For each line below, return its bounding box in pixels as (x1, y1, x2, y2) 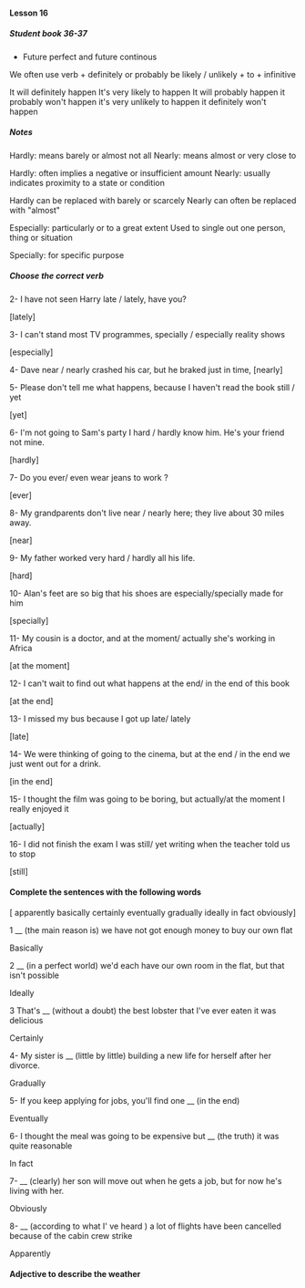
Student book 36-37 (9, 28, 88, 39)
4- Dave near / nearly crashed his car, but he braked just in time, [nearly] (9, 364, 284, 375)
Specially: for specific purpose (9, 249, 125, 260)
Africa (9, 642, 33, 653)
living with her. (9, 1185, 65, 1196)
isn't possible (9, 970, 60, 981)
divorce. (9, 1059, 41, 1071)
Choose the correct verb (9, 270, 105, 282)
